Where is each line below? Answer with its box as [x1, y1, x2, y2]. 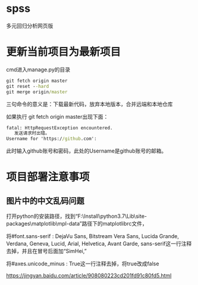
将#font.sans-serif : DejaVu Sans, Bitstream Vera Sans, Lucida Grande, [6, 233, 180, 240]
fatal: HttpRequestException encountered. [6, 125, 113, 131]
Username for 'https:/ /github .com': [6, 136, 97, 142]
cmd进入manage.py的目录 [6, 66, 71, 73]
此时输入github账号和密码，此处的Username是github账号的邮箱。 [6, 147, 167, 154]
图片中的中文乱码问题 [6, 195, 84, 206]
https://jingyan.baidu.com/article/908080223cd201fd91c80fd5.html [6, 272, 172, 279]
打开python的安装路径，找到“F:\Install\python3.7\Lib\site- [6, 213, 147, 220]
